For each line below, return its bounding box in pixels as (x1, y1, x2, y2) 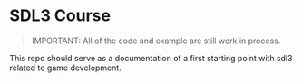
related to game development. (9, 62, 122, 73)
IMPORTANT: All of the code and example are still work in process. (31, 35, 281, 46)
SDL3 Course (9, 5, 112, 26)
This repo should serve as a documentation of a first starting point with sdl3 (9, 52, 293, 63)
